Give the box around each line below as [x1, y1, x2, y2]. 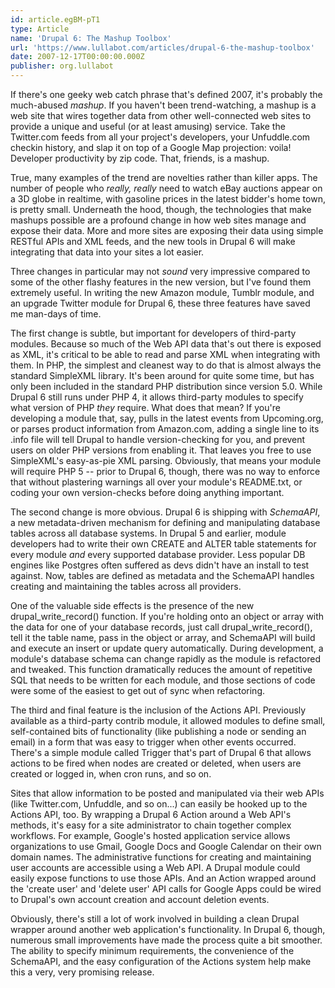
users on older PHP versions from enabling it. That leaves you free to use [10, 444, 312, 456]
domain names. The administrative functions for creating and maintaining [10, 851, 312, 863]
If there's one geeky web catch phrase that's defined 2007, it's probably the [10, 89, 323, 100]
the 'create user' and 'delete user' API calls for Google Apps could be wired [10, 883, 322, 895]
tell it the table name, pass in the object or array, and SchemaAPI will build [10, 632, 316, 643]
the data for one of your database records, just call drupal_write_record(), [10, 621, 313, 633]
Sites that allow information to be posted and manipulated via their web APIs [10, 787, 325, 799]
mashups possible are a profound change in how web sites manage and [10, 214, 307, 226]
